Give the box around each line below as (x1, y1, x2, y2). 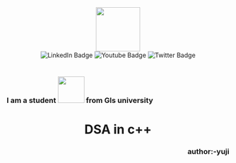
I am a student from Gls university (6, 95, 153, 105)
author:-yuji (187, 147, 230, 157)
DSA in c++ (84, 121, 152, 138)
